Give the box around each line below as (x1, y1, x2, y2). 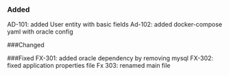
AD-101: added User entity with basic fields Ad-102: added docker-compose (7, 21, 223, 29)
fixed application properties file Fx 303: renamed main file (7, 62, 171, 70)
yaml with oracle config (7, 27, 73, 36)
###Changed (7, 41, 45, 49)
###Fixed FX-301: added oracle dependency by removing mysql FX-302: (7, 54, 214, 62)
